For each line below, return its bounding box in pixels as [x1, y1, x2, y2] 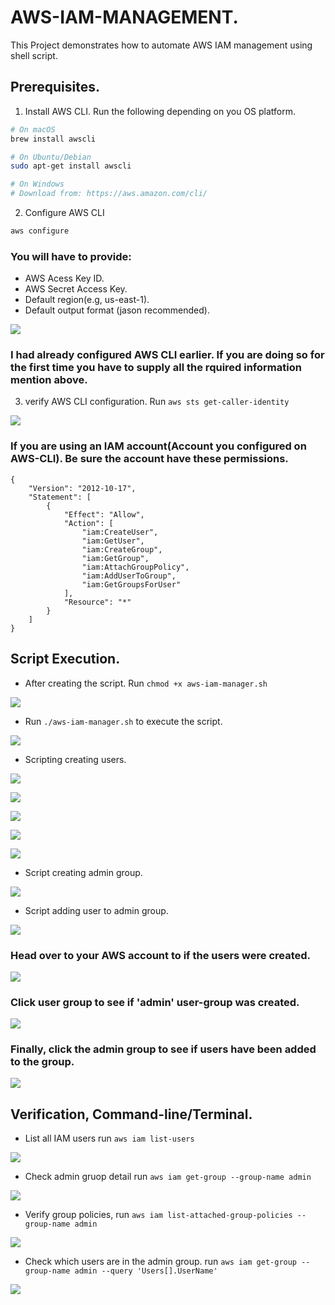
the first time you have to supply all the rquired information [10, 361, 302, 375]
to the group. [10, 1055, 75, 1069]
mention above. [10, 373, 88, 387]
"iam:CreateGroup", [81, 544, 163, 555]
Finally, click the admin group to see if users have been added [10, 1042, 317, 1056]
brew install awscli [10, 134, 97, 144]
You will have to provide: [10, 249, 132, 263]
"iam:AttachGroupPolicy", [81, 562, 190, 572]
